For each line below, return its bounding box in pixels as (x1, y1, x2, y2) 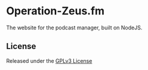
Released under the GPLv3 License (6, 57, 92, 64)
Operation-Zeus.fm (6, 4, 105, 18)
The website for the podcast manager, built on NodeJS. (6, 24, 143, 31)
